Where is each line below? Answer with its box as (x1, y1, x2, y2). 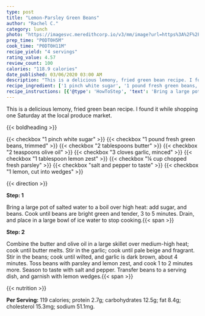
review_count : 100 (6, 60, 53, 66)
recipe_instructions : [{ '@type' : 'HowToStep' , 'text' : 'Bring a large (6, 89, 190, 95)
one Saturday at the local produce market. (6, 111, 112, 119)
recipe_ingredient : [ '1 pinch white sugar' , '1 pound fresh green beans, (6, 83, 198, 89)
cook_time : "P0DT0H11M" (6, 43, 67, 50)
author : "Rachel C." (6, 20, 59, 26)
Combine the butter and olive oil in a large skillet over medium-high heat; (6, 240, 189, 248)
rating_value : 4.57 (6, 54, 56, 61)
